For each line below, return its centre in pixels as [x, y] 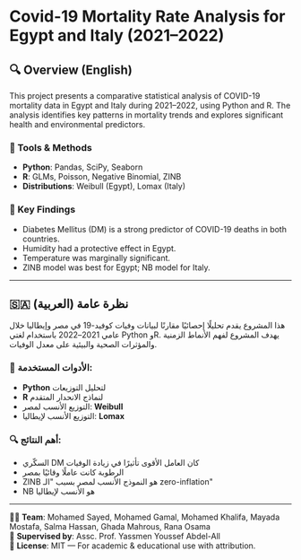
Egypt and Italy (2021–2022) [117, 35]
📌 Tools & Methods [51, 147]
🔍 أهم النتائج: [35, 440]
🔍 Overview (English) [71, 70]
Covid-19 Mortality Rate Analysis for [147, 17]
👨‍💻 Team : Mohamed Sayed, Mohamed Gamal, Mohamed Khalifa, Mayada [145, 517]
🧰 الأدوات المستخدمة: [51, 368]
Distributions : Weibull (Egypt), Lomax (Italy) [104, 187]
